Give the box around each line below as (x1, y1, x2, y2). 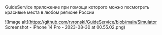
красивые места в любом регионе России (5, 9, 95, 15)
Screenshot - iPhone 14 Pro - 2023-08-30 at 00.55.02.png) (5, 24, 126, 30)
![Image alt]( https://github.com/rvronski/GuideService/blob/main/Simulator (5, 19, 157, 25)
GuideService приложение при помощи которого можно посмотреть (5, 4, 150, 10)
